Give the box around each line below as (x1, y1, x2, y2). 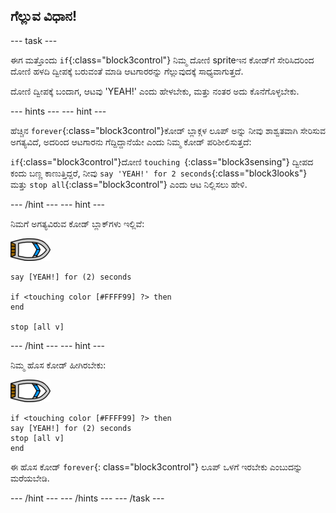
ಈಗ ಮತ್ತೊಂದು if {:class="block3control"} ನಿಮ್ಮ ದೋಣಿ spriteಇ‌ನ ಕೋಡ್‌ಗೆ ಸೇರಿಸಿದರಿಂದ (10, 54, 315, 66)
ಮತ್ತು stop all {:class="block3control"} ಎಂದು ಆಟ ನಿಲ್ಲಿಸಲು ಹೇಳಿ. (10, 178, 248, 190)
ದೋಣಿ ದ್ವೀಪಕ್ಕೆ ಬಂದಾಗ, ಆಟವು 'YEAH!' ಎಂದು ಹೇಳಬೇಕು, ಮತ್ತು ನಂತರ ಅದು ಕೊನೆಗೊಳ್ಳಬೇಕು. (10, 85, 300, 97)
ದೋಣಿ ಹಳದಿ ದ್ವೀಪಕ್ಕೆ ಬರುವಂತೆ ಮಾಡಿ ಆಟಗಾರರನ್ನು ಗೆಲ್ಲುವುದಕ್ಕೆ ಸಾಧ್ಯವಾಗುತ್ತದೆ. (10, 65, 244, 77)
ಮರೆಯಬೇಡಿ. (10, 472, 50, 484)
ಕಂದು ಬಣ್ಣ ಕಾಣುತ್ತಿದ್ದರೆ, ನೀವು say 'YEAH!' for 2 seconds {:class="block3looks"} (10, 167, 308, 179)
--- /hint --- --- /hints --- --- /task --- (10, 492, 165, 504)
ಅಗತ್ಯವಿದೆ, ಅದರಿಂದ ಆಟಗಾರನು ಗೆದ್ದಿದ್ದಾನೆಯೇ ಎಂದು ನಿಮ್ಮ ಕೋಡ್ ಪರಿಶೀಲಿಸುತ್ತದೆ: (10, 135, 252, 148)
